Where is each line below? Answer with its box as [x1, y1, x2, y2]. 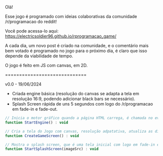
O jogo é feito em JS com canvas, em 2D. [5, 63, 88, 68]
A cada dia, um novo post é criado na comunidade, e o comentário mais [5, 43, 149, 48]
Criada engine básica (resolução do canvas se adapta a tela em [12, 91, 139, 96]
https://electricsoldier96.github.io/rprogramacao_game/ [5, 34, 116, 39]
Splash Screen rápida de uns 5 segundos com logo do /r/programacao [12, 101, 153, 106]
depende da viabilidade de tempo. [5, 53, 74, 59]
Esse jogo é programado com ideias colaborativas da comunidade [5, 14, 137, 19]
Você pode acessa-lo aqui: [5, 28, 59, 34]
